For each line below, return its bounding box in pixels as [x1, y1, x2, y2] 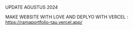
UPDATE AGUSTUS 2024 [5, 4, 58, 10]
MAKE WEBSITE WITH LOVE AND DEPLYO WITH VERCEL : [5, 14, 128, 19]
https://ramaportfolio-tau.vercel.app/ [5, 19, 83, 25]
